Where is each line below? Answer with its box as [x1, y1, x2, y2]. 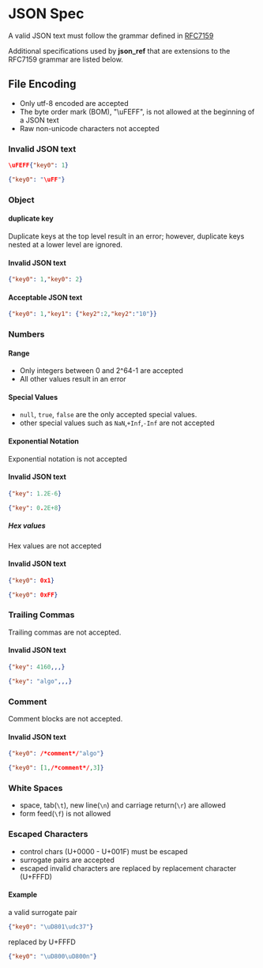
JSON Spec [8, 5, 85, 23]
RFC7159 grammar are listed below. [8, 55, 124, 64]
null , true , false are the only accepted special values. [19, 410, 197, 420]
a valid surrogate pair [8, 907, 77, 917]
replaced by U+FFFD [8, 937, 77, 947]
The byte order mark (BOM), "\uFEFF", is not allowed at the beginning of [19, 107, 255, 116]
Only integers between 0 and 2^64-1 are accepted [19, 366, 184, 375]
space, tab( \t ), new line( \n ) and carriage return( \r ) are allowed [19, 800, 227, 810]
